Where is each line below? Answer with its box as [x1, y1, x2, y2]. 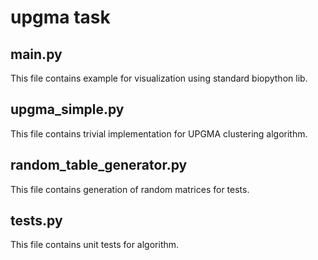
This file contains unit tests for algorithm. [10, 239, 180, 251]
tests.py [10, 212, 63, 230]
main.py [10, 46, 63, 63]
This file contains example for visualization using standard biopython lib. [10, 72, 308, 84]
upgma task [10, 6, 111, 29]
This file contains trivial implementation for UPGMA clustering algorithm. [10, 127, 308, 140]
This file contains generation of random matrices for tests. [10, 183, 250, 195]
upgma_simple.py [10, 101, 125, 118]
